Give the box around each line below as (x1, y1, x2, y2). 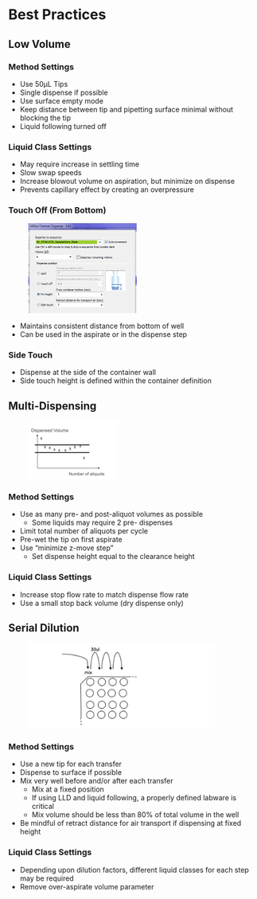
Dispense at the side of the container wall (19, 368, 157, 377)
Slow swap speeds (19, 168, 82, 178)
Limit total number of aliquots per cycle (19, 526, 149, 536)
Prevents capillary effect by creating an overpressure (19, 185, 195, 194)
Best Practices (8, 6, 107, 24)
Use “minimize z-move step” (19, 543, 114, 553)
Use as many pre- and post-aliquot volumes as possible (19, 510, 204, 519)
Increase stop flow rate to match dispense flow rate (19, 589, 189, 599)
